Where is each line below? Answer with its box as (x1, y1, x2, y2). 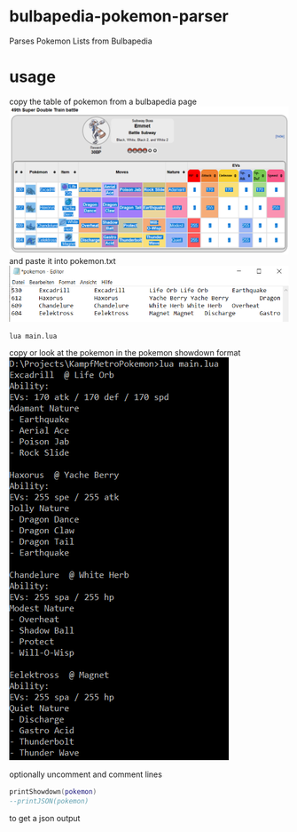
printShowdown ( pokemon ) (9, 787, 98, 796)
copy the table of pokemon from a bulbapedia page (9, 96, 198, 107)
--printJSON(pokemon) (9, 796, 90, 805)
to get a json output (9, 812, 81, 823)
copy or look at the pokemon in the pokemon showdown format (9, 347, 241, 357)
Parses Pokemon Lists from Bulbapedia (9, 36, 152, 46)
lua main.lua (9, 332, 58, 340)
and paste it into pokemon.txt (9, 256, 117, 267)
